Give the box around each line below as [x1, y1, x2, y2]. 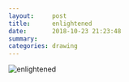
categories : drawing [8, 42, 79, 50]
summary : [8, 34, 38, 43]
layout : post [8, 11, 67, 20]
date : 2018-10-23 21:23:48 [8, 27, 122, 35]
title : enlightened [8, 19, 92, 28]
